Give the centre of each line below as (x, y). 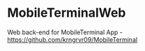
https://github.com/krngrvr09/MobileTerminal (72, 39)
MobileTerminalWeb (67, 13)
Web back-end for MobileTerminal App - (65, 32)
